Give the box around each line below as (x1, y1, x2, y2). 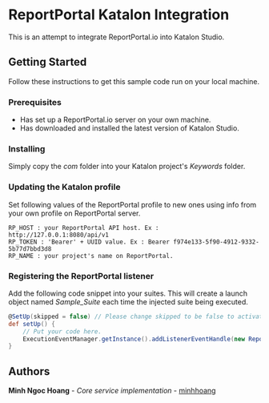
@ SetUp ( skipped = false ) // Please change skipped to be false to (8, 312, 235, 320)
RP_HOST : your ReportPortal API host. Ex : (8, 224, 159, 232)
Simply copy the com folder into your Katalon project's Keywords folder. (8, 162, 246, 171)
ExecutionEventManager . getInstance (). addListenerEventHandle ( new (22, 335, 246, 343)
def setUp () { (8, 320, 56, 328)
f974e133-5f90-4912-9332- (173, 238, 260, 246)
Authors (8, 365, 50, 378)
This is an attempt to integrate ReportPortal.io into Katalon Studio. (8, 32, 225, 42)
